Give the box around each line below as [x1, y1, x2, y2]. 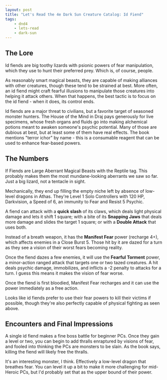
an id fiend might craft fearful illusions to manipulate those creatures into [5, 88, 155, 94]
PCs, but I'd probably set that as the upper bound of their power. [19, 369, 153, 375]
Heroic [5, 369, 19, 375]
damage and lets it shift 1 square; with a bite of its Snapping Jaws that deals [5, 213, 162, 220]
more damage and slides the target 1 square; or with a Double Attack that [5, 219, 156, 225]
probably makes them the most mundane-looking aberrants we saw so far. [5, 173, 159, 179]
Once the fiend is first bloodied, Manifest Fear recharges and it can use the [5, 280, 160, 286]
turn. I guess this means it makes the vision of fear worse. [5, 270, 124, 276]
